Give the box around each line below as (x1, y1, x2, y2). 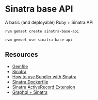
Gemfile (12, 63, 28, 69)
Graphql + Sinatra (12, 89, 48, 95)
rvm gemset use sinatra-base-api (5, 37, 73, 42)
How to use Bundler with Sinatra (12, 74, 77, 80)
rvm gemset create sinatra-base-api (5, 29, 79, 33)
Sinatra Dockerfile (12, 79, 49, 84)
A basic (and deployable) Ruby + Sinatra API (5, 19, 94, 25)
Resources (5, 50, 38, 59)
